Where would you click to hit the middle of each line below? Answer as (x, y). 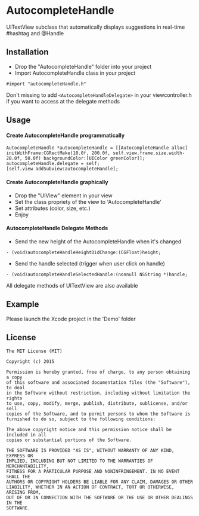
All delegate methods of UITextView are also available (72, 285)
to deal (16, 388)
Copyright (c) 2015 (30, 362)
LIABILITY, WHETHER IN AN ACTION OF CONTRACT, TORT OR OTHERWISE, (90, 487)
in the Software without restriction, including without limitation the (98, 393)
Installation (27, 52)
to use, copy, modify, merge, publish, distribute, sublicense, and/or (97, 404)
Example (23, 305)
